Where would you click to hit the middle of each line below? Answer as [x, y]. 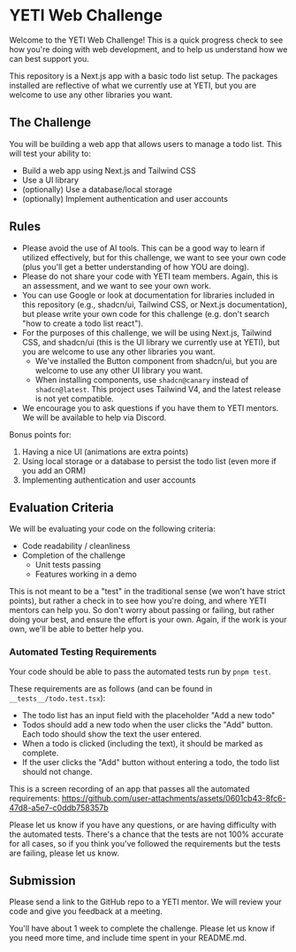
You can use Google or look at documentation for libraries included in [148, 295]
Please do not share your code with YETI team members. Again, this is [150, 276]
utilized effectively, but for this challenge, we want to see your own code [154, 257]
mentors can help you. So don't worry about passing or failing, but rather [142, 610]
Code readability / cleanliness [76, 546]
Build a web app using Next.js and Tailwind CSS [109, 170]
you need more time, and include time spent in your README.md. [128, 938]
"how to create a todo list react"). [83, 323]
